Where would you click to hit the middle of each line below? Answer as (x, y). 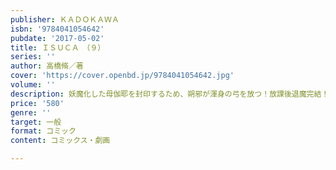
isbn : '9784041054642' (57, 29)
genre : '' (31, 112)
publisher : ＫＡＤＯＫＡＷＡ (65, 19)
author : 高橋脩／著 (47, 66)
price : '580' (37, 103)
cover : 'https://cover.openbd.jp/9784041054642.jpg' (122, 76)
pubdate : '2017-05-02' (57, 38)
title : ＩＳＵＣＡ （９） (58, 47)
